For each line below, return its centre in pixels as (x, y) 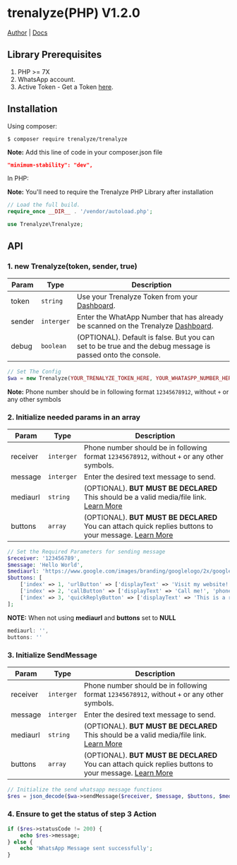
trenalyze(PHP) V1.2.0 (74, 13)
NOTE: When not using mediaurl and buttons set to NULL (92, 618)
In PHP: (18, 179)
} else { (20, 842)
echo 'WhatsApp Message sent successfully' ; (86, 849)
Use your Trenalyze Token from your (137, 297)
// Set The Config (34, 371)
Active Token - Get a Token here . (66, 87)
